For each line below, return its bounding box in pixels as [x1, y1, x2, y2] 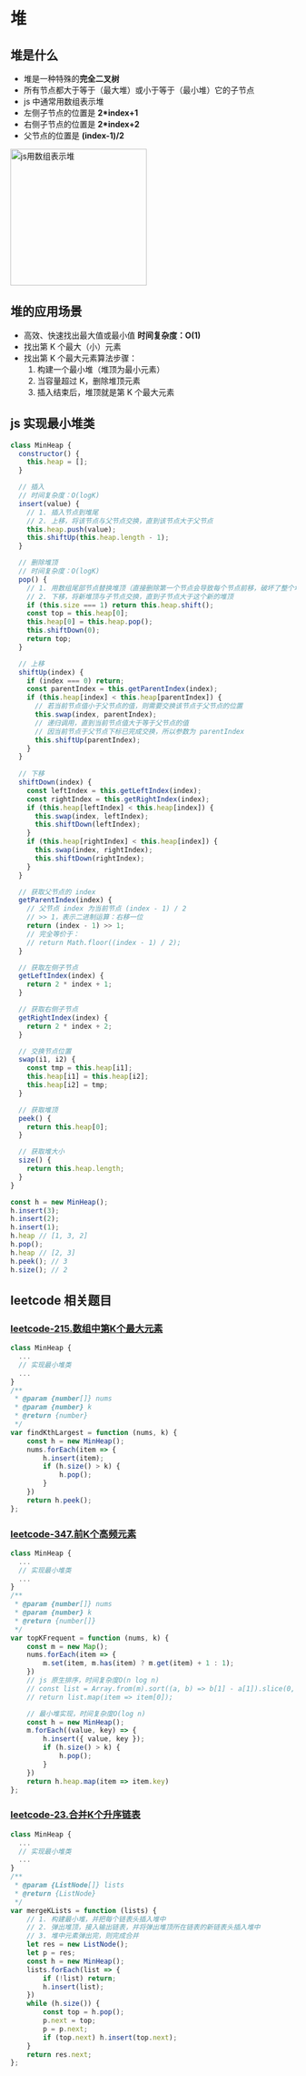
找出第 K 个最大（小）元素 [23, 341, 122, 351]
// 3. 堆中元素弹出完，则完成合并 [26, 1931, 140, 1940]
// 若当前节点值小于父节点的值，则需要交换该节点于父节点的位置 [34, 702, 243, 711]
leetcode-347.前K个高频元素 [10, 1527, 137, 1540]
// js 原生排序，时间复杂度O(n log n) [26, 1676, 160, 1685]
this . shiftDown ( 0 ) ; [26, 626, 101, 636]
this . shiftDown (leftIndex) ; [34, 820, 142, 829]
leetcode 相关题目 [10, 1292, 113, 1308]
